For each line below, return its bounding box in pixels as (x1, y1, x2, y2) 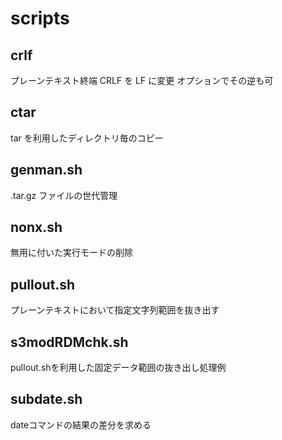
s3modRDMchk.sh (10, 333, 129, 351)
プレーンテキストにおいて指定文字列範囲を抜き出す (10, 304, 220, 316)
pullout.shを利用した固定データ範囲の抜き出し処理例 (10, 362, 227, 374)
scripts (10, 7, 70, 30)
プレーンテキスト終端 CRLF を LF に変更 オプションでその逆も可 (10, 75, 274, 86)
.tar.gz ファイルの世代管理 (10, 189, 118, 201)
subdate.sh (10, 391, 83, 408)
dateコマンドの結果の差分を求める (10, 418, 152, 431)
